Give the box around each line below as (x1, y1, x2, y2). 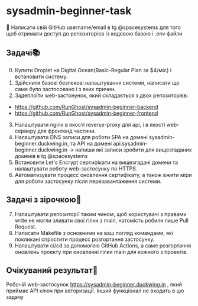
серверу (14, 127, 37, 134)
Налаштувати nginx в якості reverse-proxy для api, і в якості (14, 121, 165, 128)
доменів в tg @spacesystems (14, 152, 88, 159)
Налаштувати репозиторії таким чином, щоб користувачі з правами (14, 210, 187, 217)
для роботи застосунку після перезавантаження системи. (14, 178, 162, 185)
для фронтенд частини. (37, 127, 96, 134)
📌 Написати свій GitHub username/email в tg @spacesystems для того (6, 24, 181, 31)
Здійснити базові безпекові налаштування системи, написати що (14, 79, 180, 86)
